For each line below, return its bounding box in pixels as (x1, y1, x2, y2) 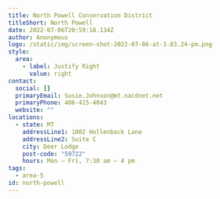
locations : (8, 114, 44, 121)
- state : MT (15, 121, 55, 128)
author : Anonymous (8, 33, 68, 42)
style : (8, 48, 30, 56)
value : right (28, 70, 72, 78)
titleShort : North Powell (8, 19, 93, 27)
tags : (8, 165, 26, 172)
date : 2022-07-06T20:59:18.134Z (8, 26, 114, 34)
